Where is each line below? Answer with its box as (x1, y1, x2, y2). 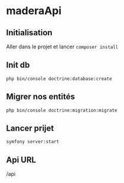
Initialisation (6, 28, 53, 38)
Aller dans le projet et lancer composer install (6, 43, 119, 50)
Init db (6, 60, 30, 70)
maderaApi (6, 4, 62, 18)
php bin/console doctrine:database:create (6, 75, 112, 82)
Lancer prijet (6, 124, 54, 134)
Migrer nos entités (6, 92, 76, 102)
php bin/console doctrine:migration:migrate (6, 107, 118, 113)
